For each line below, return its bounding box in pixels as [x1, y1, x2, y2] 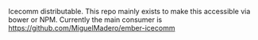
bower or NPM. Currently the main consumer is [8, 15, 163, 24]
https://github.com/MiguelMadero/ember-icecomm [8, 24, 175, 32]
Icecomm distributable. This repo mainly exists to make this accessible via [8, 7, 251, 16]
